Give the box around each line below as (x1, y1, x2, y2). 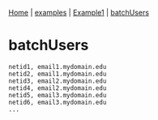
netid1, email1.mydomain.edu (8, 62, 107, 71)
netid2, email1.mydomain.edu (8, 70, 107, 78)
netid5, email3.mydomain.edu (8, 91, 107, 99)
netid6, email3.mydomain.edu (8, 98, 107, 106)
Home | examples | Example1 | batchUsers (8, 8, 150, 17)
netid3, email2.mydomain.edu (8, 77, 107, 85)
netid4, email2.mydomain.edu (8, 84, 107, 92)
